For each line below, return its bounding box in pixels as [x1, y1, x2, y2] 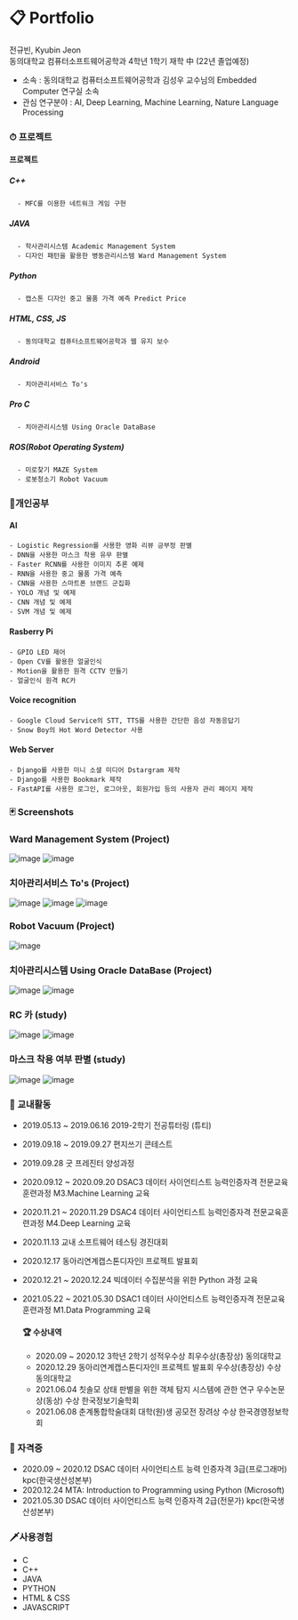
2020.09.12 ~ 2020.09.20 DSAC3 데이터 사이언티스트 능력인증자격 [21, 1176, 258, 1187]
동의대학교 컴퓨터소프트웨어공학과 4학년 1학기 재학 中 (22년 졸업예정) [9, 55, 250, 66]
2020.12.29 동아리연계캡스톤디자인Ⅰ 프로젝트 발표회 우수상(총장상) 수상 [35, 1362, 282, 1373]
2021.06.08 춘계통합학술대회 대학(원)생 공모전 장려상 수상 [35, 1406, 238, 1417]
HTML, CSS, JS [9, 313, 67, 324]
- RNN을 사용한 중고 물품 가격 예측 [9, 569, 123, 579]
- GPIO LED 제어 [9, 648, 66, 657]
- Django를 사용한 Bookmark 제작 [9, 775, 122, 784]
